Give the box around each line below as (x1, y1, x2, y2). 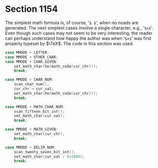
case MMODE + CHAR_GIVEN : (5, 59, 58, 64)
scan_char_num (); (14, 82, 50, 87)
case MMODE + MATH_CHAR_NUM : (5, 104, 65, 109)
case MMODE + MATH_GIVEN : (5, 127, 58, 132)
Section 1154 (5, 3, 58, 15)
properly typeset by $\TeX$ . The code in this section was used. (5, 40, 134, 46)
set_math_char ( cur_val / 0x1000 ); (14, 154, 85, 159)
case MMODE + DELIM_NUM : (5, 145, 56, 150)
